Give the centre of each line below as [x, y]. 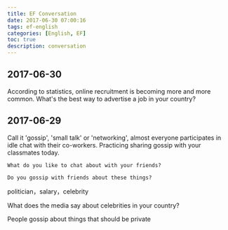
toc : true [22, 40]
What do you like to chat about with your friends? [84, 165]
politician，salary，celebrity [48, 191]
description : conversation [47, 46]
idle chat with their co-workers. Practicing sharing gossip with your [104, 145]
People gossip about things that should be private [79, 219]
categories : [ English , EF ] [47, 33]
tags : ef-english [33, 27]
